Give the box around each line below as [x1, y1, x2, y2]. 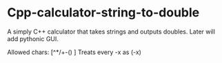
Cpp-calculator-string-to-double [7, 5, 200, 21]
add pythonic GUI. [7, 34, 59, 42]
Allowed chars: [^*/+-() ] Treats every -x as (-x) [7, 48, 141, 56]
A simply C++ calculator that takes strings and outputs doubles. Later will [7, 27, 216, 36]
